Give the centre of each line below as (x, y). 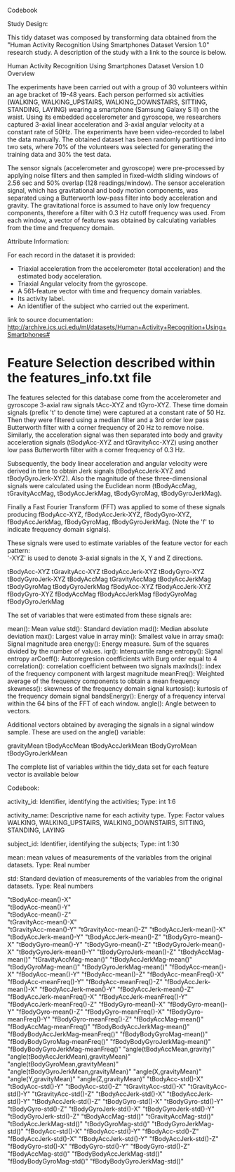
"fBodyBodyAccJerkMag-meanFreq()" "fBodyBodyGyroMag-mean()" (108, 1034)
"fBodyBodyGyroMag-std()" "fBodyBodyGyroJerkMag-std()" (95, 1161)
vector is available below (43, 774)
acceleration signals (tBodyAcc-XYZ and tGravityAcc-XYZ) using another (113, 442)
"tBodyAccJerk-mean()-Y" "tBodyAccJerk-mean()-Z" (84, 937)
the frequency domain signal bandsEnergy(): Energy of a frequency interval (116, 696)
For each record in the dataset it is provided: (71, 255)
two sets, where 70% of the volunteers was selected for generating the (110, 147)
